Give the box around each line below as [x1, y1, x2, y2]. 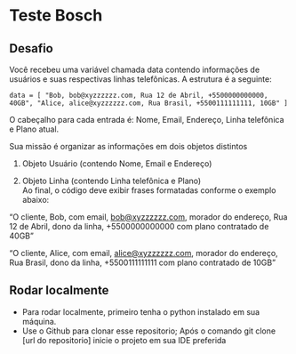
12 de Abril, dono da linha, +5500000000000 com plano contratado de [9, 221, 269, 231]
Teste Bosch [9, 5, 103, 26]
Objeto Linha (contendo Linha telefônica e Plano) [21, 175, 202, 186]
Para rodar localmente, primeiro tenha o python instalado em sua [21, 306, 260, 317]
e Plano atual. [9, 124, 60, 134]
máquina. [21, 316, 57, 326]
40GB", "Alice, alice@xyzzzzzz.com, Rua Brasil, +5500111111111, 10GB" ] [9, 99, 289, 108]
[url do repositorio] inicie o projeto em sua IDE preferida [21, 334, 227, 345]
